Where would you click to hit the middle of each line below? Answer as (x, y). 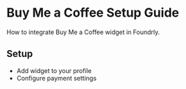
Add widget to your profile (54, 70)
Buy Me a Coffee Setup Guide (93, 13)
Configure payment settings (57, 78)
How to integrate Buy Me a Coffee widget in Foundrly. (83, 32)
